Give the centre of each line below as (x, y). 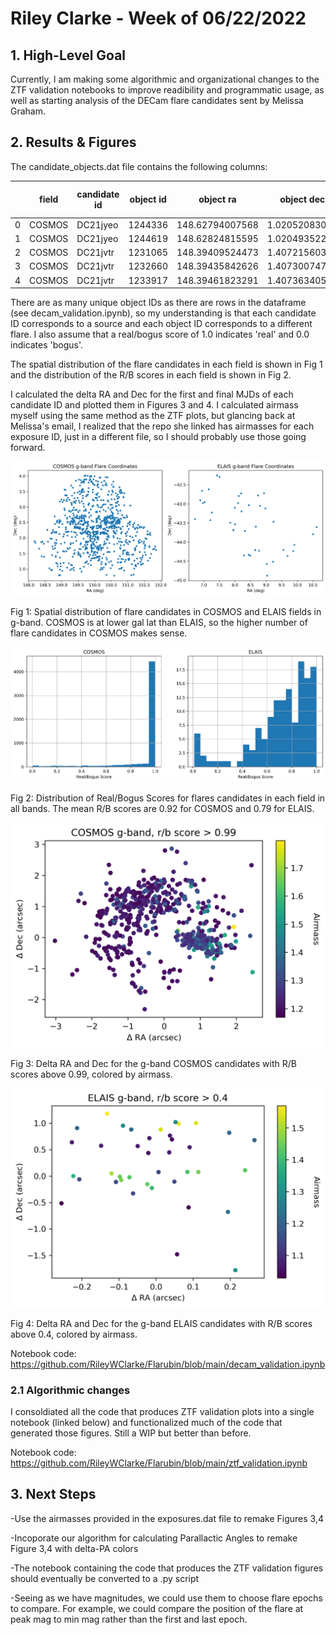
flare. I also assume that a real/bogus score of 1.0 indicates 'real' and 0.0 (160, 334)
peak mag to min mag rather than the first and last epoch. (129, 1619)
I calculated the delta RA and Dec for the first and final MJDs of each (152, 394)
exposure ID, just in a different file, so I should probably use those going (158, 437)
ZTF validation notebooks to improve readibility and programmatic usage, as (167, 90)
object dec (302, 199)
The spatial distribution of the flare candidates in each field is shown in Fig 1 (166, 364)
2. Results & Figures (73, 142)
